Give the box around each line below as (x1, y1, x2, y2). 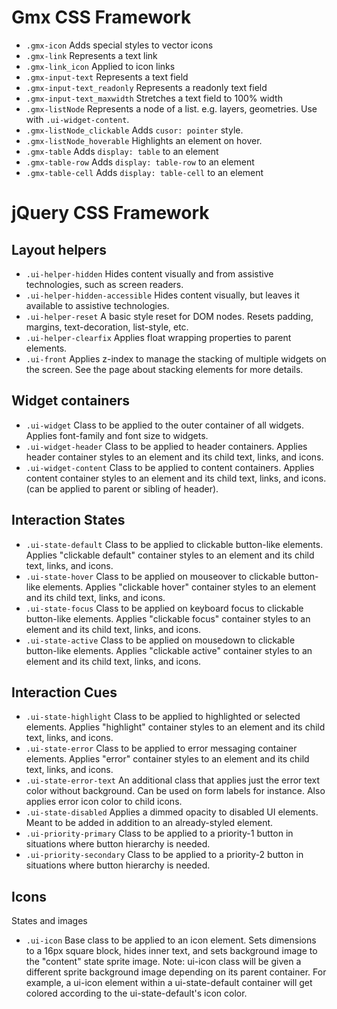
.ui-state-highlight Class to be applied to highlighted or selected (25, 711, 301, 723)
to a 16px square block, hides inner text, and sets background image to (25, 945, 318, 957)
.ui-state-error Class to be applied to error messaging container (25, 742, 298, 755)
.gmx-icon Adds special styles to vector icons (25, 39, 214, 51)
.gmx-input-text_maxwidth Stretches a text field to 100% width (25, 92, 283, 104)
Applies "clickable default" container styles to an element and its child (25, 549, 315, 561)
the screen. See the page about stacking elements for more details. (25, 363, 304, 375)
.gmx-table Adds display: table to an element (25, 145, 219, 157)
